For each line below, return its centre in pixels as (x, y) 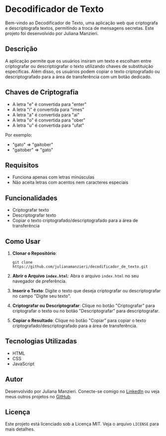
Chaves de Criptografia (42, 92)
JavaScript (23, 364)
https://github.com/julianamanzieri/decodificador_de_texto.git (80, 267)
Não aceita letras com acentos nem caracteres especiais (70, 182)
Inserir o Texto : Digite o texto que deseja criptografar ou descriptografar (86, 291)
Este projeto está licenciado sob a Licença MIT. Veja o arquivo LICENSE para (82, 424)
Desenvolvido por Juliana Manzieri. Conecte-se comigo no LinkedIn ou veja (82, 391)
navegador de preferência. (39, 281)
